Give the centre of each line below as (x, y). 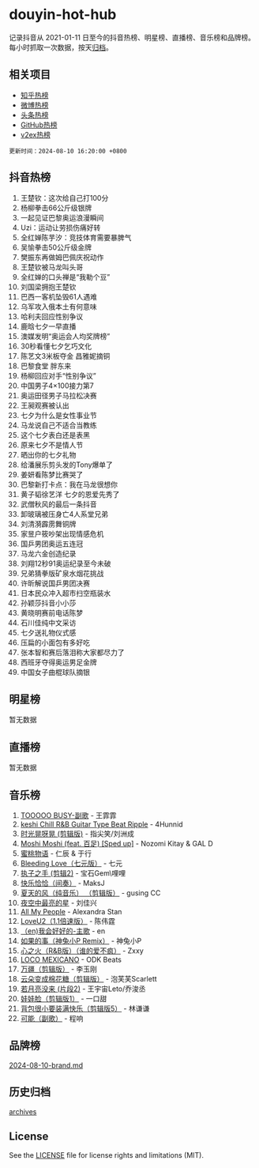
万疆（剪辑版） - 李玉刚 (59, 969)
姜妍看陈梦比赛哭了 (52, 474)
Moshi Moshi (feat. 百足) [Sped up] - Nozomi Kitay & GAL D (117, 844)
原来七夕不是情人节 (52, 445)
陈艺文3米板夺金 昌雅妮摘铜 (65, 356)
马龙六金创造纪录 (48, 553)
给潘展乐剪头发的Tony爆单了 (67, 465)
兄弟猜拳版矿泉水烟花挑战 (62, 573)
